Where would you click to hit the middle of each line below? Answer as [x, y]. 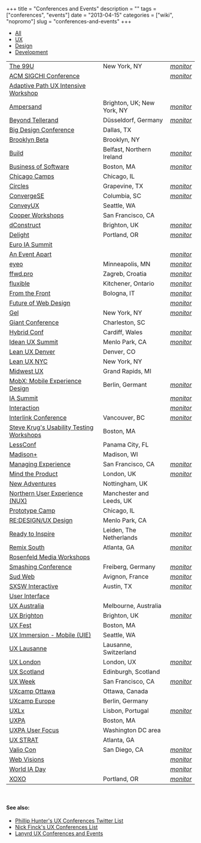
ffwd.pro [21, 274]
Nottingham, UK [125, 484]
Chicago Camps [32, 176]
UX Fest [20, 625]
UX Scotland [27, 672]
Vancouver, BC [124, 418]
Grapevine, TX [123, 186]
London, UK [119, 474]
